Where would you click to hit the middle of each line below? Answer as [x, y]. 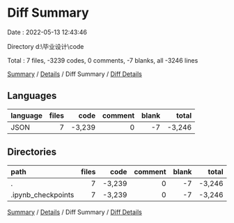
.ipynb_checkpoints [42, 194]
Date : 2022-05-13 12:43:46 [47, 32]
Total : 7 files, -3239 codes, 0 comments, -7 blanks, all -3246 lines [103, 60]
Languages [32, 96]
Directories [32, 152]
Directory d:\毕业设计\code [46, 46]
